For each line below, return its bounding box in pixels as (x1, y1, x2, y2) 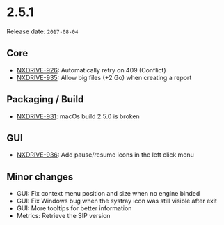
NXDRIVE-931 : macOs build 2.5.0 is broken (16, 112, 140, 121)
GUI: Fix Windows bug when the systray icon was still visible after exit (16, 196, 217, 205)
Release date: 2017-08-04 (6, 27, 79, 36)
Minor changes (6, 171, 74, 183)
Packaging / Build (6, 93, 84, 105)
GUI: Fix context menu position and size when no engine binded (16, 189, 200, 198)
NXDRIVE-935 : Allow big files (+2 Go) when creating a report (16, 73, 192, 82)
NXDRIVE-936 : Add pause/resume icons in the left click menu (16, 150, 194, 159)
